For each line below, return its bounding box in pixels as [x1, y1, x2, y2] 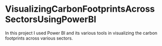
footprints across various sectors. [5, 35, 73, 41]
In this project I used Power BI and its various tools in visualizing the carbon [5, 30, 158, 36]
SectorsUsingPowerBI [5, 14, 96, 25]
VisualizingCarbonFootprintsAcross [5, 3, 155, 15]
